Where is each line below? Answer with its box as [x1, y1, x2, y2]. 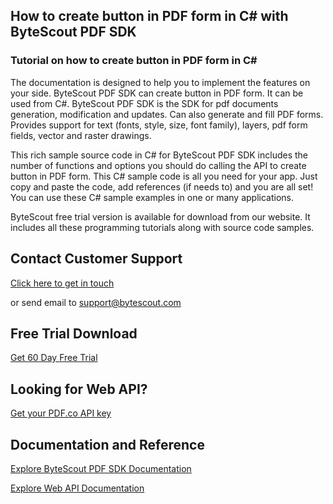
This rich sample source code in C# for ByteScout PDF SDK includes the [10, 149, 308, 161]
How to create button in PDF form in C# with [10, 8, 289, 25]
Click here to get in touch [10, 277, 115, 289]
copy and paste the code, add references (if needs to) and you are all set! [10, 180, 314, 193]
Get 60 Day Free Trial [10, 352, 98, 364]
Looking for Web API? [10, 380, 148, 398]
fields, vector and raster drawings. [10, 129, 152, 141]
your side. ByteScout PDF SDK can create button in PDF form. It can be [10, 87, 304, 99]
